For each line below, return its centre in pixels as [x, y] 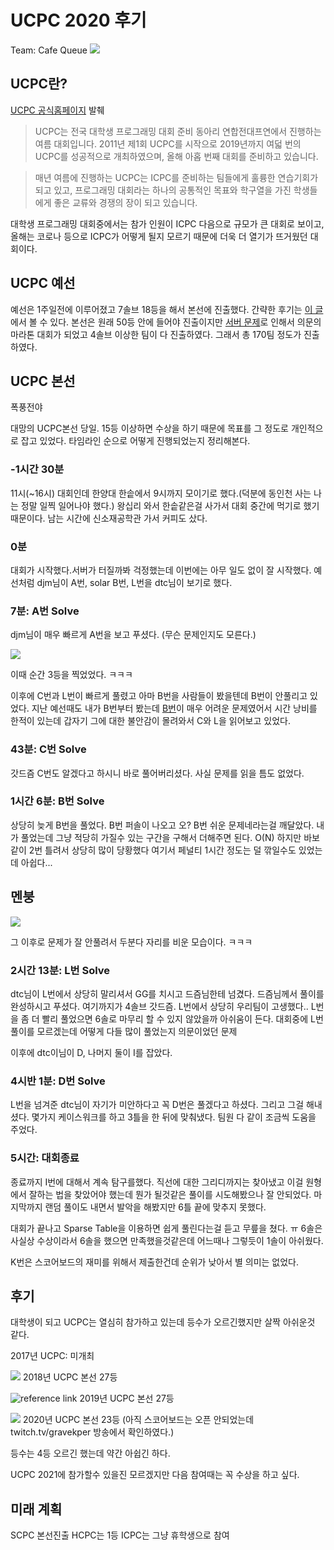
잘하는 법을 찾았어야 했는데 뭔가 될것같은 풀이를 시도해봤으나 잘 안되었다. [170, 1194]
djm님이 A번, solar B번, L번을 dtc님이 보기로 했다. [134, 582]
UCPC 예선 [43, 283]
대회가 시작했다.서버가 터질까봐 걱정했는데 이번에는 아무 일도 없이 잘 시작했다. [161, 570]
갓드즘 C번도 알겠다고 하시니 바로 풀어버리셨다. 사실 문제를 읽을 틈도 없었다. [157, 773]
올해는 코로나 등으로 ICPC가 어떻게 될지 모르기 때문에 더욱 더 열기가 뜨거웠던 [159, 236]
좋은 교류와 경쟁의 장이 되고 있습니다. [125, 202]
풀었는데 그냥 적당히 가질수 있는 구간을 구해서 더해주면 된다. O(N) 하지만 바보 [170, 837]
